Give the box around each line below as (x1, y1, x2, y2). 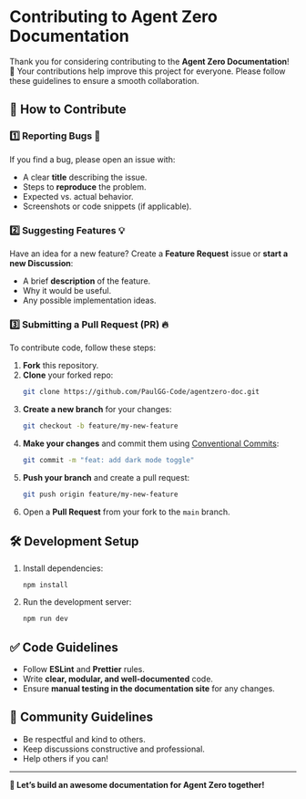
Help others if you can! (22, 752, 109, 763)
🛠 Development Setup (9, 534, 139, 549)
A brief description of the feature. (22, 275, 151, 286)
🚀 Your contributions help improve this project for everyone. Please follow (9, 66, 286, 77)
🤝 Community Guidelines (9, 710, 154, 725)
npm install (22, 580, 68, 589)
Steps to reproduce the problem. (22, 181, 147, 192)
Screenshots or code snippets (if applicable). (22, 201, 192, 212)
